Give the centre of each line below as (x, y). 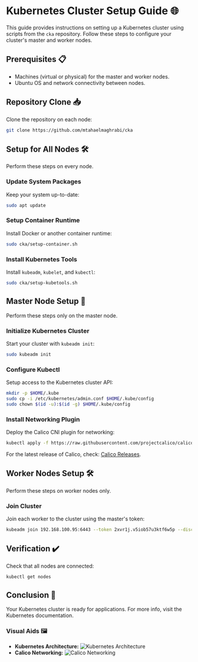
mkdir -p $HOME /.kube (33, 394)
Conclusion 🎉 (31, 595)
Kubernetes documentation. (40, 615)
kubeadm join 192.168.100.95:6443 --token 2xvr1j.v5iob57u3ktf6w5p (91, 529)
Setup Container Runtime (43, 221)
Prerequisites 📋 (36, 59)
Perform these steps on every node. (50, 166)
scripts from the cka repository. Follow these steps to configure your (89, 34)
